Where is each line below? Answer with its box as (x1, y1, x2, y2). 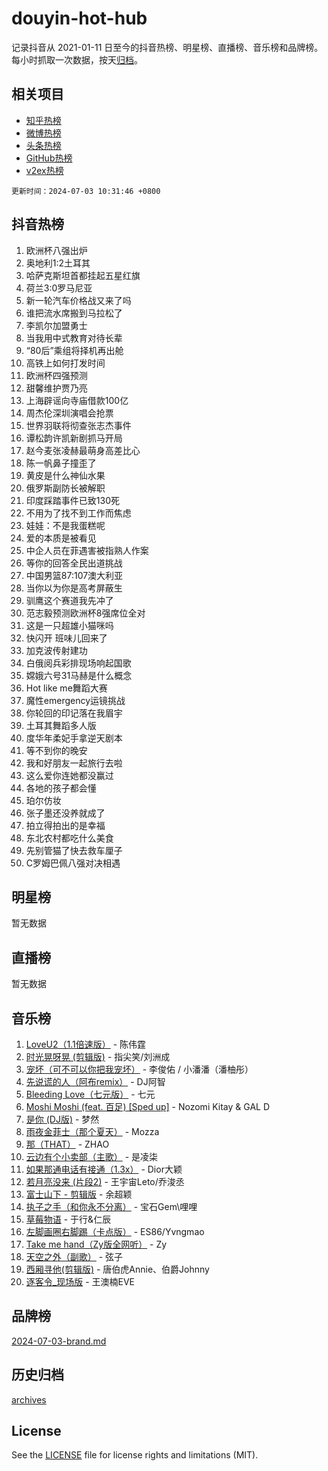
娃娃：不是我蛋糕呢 (25, 519, 106, 531)
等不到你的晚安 (25, 744, 88, 756)
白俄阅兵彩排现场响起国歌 (25, 657, 132, 669)
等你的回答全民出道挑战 (25, 557, 123, 569)
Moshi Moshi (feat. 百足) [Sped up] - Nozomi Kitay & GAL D (25, 1101, 271, 1112)
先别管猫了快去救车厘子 (25, 844, 123, 856)
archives (11, 1393, 47, 1406)
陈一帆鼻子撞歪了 (25, 457, 97, 469)
